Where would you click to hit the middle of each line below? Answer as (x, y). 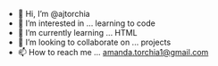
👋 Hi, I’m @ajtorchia (54, 14)
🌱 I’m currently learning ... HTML (77, 33)
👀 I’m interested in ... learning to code (87, 23)
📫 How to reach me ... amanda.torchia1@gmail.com (113, 52)
